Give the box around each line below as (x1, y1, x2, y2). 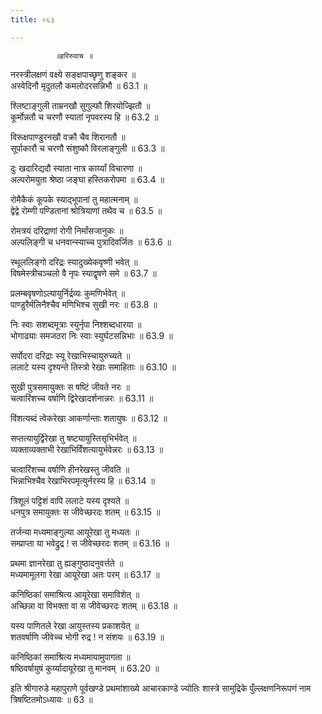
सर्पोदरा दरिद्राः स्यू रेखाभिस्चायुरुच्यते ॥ (10, 349, 131, 361)
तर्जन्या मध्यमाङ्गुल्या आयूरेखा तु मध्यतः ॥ (10, 526, 140, 538)
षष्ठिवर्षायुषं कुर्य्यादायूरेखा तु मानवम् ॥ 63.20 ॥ (10, 662, 160, 674)
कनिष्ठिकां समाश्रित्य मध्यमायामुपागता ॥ (10, 651, 131, 663)
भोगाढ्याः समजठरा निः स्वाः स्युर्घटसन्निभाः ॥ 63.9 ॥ (10, 329, 173, 341)
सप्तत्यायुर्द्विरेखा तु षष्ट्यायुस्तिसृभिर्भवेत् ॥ (10, 432, 137, 444)
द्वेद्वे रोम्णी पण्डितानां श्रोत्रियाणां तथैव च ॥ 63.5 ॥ (10, 204, 163, 216)
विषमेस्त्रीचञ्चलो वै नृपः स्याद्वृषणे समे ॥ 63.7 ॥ (10, 267, 157, 279)
